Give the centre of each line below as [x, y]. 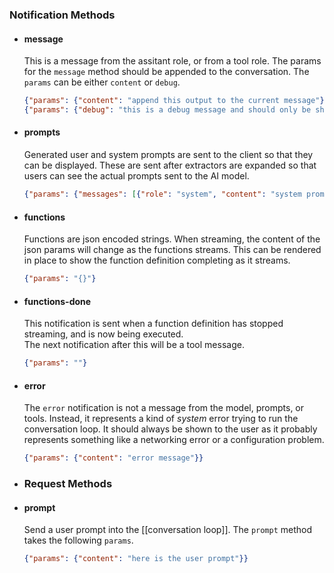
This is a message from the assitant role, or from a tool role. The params [172, 61]
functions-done [57, 301]
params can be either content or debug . [102, 82]
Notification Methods [62, 15]
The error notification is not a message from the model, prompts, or [164, 408]
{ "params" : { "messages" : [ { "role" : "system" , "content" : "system [162, 194]
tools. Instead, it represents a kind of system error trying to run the [161, 419]
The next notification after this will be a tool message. [134, 345]
